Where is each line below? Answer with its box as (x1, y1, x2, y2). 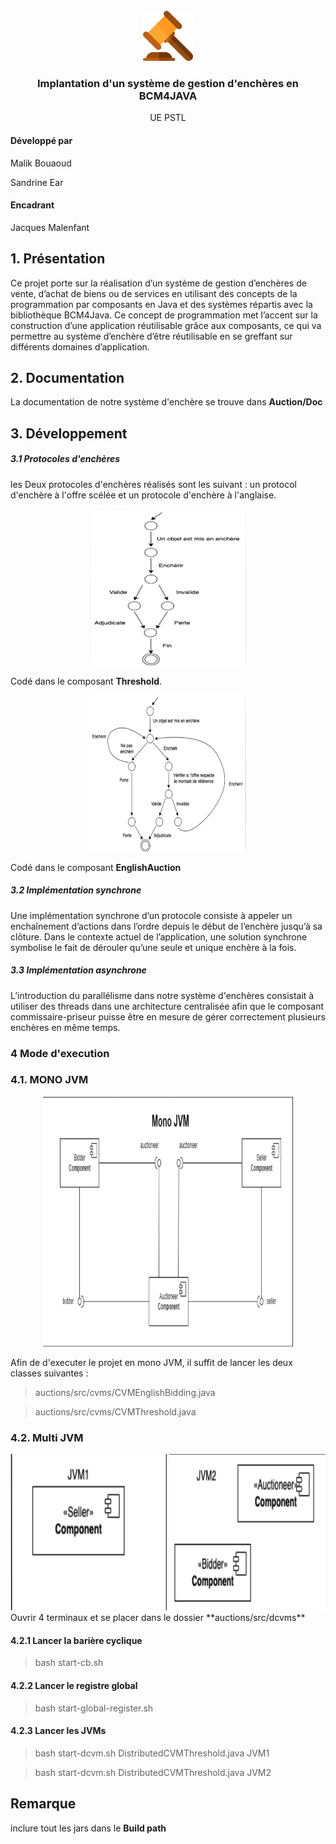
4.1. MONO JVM (10, 1073, 89, 1087)
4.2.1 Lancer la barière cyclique (10, 1634, 143, 1646)
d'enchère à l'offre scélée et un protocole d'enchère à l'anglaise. (10, 489, 277, 501)
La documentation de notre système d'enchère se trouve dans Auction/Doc (10, 396, 323, 408)
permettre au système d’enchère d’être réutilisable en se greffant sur (10, 330, 293, 342)
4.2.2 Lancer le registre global (10, 1679, 138, 1691)
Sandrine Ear (10, 176, 64, 188)
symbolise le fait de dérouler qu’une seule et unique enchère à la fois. (10, 941, 297, 953)
